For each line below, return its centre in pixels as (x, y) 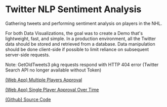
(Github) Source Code (28, 99)
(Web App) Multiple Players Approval (44, 80)
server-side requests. (28, 55)
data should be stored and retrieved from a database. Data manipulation (80, 44)
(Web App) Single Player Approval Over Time (52, 89)
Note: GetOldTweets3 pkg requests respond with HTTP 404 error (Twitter (82, 64)
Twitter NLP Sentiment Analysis (73, 9)
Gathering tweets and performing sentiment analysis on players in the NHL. (84, 23)
